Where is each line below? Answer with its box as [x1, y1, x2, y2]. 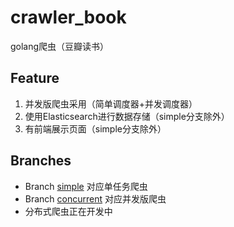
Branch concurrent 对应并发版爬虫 [24, 192, 167, 205]
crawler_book [10, 6, 127, 29]
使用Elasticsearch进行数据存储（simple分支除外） [24, 110, 230, 122]
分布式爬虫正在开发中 [24, 205, 113, 217]
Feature [10, 70, 60, 87]
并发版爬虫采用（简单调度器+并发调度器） [24, 97, 198, 110]
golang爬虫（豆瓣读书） [10, 40, 110, 52]
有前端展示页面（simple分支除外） [24, 122, 167, 135]
